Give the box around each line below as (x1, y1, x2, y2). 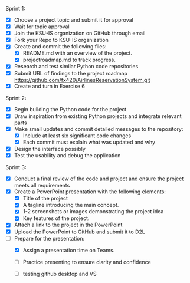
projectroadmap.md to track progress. (22, 56, 116, 64)
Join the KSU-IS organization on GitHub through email (14, 29, 146, 37)
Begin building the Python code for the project (14, 106, 127, 113)
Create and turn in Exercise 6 (14, 83, 86, 90)
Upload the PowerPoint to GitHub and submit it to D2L (14, 228, 146, 235)
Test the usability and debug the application (14, 152, 121, 159)
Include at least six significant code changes (22, 132, 132, 139)
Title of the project (22, 195, 68, 202)
